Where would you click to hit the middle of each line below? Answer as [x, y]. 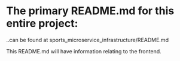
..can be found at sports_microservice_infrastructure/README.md [88, 40]
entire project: [42, 23]
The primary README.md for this [90, 11]
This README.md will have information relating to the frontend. [84, 51]
